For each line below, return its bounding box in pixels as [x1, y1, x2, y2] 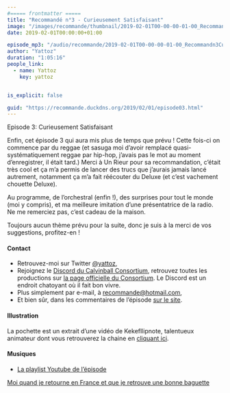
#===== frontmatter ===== [7, 10, 81, 17]
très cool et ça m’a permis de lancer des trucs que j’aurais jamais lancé [7, 165, 207, 174]
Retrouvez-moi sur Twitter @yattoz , [16, 259, 118, 267]
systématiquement [7, 151, 60, 159]
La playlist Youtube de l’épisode [16, 365, 107, 373]
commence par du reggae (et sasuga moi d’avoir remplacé [7, 143, 172, 152]
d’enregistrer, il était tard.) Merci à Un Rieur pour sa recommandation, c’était [7, 158, 221, 167]
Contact [7, 244, 31, 252]
